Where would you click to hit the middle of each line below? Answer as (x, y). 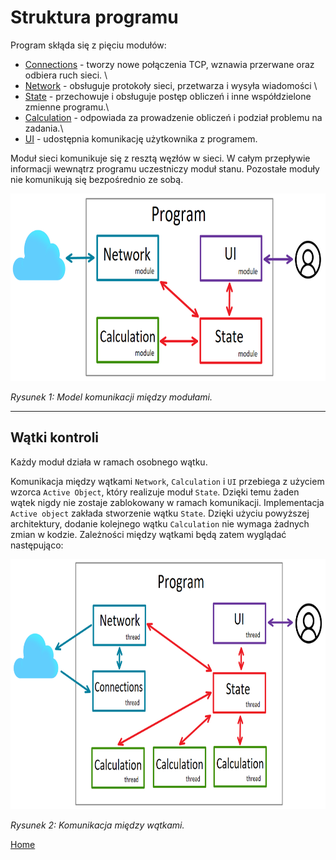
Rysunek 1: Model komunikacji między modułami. (111, 397)
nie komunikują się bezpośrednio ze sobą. (97, 179)
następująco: (37, 545)
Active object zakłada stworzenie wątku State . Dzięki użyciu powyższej (160, 513)
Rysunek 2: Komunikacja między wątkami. (97, 825)
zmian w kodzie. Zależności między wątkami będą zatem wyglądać (148, 534)
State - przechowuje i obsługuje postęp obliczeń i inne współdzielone (168, 96)
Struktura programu (94, 17)
